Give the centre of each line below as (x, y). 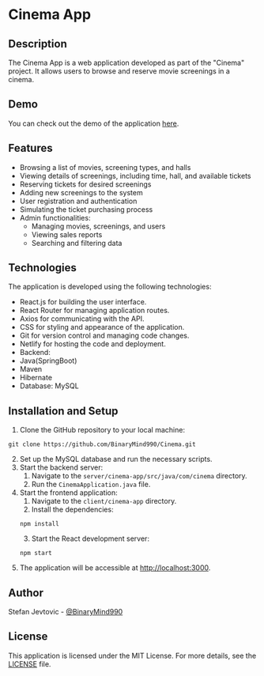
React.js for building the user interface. (83, 302)
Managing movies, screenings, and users (98, 226)
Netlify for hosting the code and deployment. (92, 344)
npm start (36, 553)
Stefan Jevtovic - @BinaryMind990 (66, 612)
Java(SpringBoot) (48, 361)
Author (26, 593)
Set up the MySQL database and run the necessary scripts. (116, 459)
